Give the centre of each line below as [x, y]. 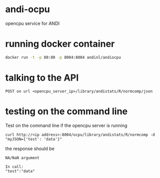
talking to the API [42, 78]
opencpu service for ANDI [32, 23]
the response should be [30, 149]
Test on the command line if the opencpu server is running [66, 125]
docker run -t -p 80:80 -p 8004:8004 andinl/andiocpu [63, 57]
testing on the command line [67, 111]
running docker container [60, 44]
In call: [14, 167]
